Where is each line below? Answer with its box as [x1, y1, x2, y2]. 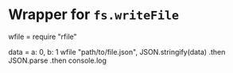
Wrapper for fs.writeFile [8, 6, 180, 24]
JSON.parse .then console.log [8, 56, 107, 65]
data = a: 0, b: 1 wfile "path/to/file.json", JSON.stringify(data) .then [8, 47, 226, 56]
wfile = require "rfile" [8, 32, 77, 41]
